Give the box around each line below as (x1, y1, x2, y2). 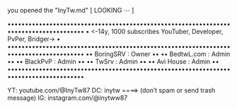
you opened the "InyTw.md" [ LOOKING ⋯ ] (7, 6, 134, 14)
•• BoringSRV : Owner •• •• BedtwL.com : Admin (86, 50, 231, 58)
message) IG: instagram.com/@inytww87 (7, 93, 128, 102)
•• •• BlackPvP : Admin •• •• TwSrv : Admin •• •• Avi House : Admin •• (7, 57, 219, 66)
